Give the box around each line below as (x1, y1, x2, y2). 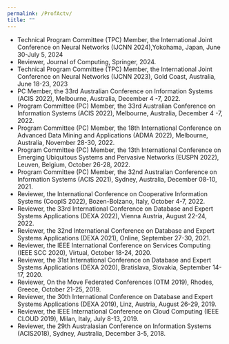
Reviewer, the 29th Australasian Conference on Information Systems (17, 322, 212, 330)
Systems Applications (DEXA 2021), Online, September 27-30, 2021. (17, 233, 211, 242)
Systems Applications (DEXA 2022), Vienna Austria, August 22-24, (17, 211, 207, 220)
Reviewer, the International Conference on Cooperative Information (17, 189, 208, 198)
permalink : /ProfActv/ (7, 10, 72, 17)
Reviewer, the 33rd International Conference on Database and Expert (17, 204, 214, 213)
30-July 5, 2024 (17, 50, 63, 59)
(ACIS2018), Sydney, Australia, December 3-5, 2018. (17, 329, 166, 337)
